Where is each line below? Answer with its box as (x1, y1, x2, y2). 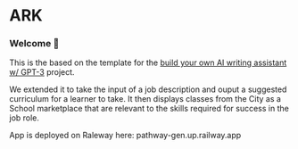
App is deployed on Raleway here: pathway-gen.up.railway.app (9, 130, 242, 141)
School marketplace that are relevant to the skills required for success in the (9, 103, 290, 114)
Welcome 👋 (9, 37, 60, 50)
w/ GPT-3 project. (9, 67, 75, 78)
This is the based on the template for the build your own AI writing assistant (9, 57, 287, 68)
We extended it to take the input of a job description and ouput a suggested (9, 84, 287, 95)
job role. (9, 112, 40, 123)
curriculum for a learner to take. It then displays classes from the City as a (9, 94, 281, 104)
